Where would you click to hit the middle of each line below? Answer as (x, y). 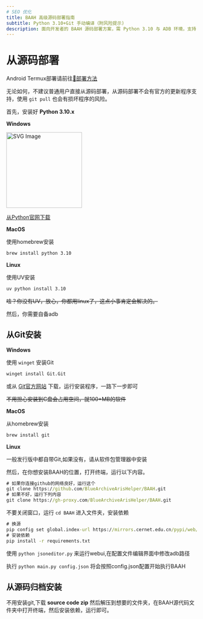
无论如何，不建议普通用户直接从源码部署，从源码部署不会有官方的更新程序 (99, 91)
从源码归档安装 (34, 587)
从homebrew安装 (28, 424)
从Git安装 (24, 335)
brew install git (28, 435)
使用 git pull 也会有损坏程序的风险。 (63, 99)
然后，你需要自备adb (32, 314)
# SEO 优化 (19, 12)
